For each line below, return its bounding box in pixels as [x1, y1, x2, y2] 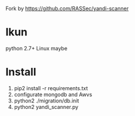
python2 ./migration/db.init [14, 97, 80, 104]
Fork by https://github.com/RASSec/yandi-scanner [5, 5, 129, 12]
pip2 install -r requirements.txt [14, 84, 88, 91]
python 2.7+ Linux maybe [5, 45, 68, 52]
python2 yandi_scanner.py [14, 103, 79, 110]
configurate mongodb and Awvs [14, 91, 93, 98]
